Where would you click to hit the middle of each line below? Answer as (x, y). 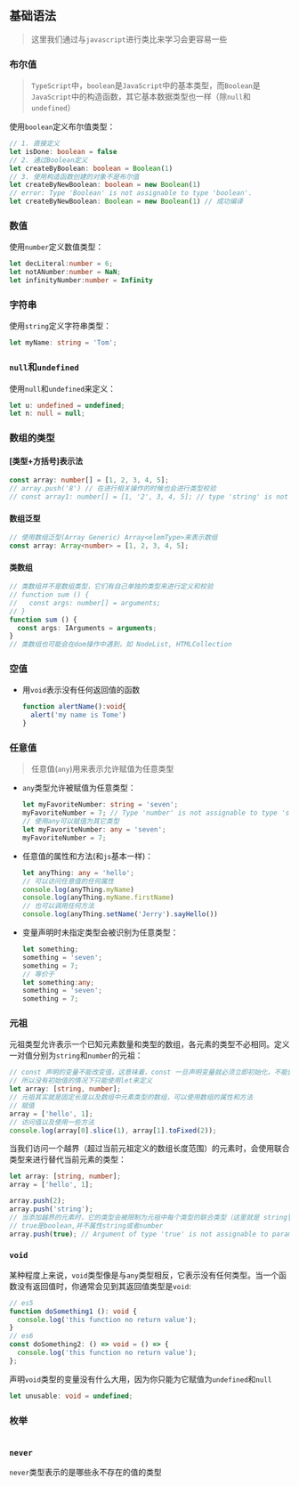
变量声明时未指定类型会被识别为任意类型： (100, 932)
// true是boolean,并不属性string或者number (86, 1226)
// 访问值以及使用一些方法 (52, 1122)
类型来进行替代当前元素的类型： (68, 1159)
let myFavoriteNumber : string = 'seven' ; (100, 805)
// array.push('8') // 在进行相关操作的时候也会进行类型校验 (113, 489)
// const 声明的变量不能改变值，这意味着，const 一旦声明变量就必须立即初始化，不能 (148, 1072)
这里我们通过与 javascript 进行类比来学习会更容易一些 (129, 39)
